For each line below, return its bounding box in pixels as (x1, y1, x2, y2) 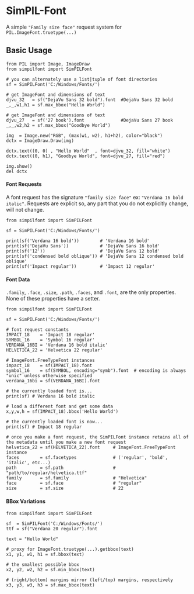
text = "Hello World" (6, 536, 59, 542)
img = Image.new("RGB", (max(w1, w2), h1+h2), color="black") (6, 133, 163, 139)
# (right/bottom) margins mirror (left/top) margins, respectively (6, 577, 174, 583)
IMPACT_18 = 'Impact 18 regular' (6, 332, 95, 338)
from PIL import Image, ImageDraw (6, 61, 90, 67)
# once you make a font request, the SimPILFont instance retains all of (6, 434, 189, 440)
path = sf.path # (6, 465, 116, 471)
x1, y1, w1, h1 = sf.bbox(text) (6, 551, 84, 558)
